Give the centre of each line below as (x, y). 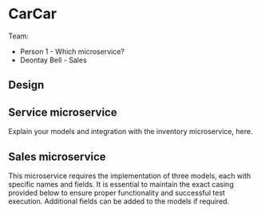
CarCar (33, 14)
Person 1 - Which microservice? (72, 51)
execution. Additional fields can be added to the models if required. (119, 201)
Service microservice (63, 112)
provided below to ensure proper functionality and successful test (117, 192)
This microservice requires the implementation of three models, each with (130, 176)
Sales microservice (57, 157)
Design (26, 85)
